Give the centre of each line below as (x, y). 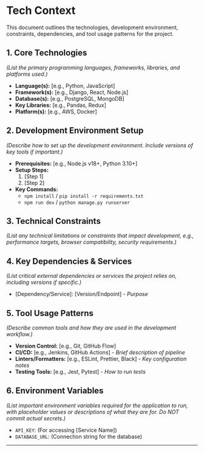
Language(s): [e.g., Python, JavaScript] (65, 86)
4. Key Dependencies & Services (69, 261)
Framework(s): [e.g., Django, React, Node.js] (72, 92)
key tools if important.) (35, 152)
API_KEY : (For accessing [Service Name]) (66, 430)
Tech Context (41, 11)
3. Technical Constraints (54, 221)
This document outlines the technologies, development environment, (92, 27)
